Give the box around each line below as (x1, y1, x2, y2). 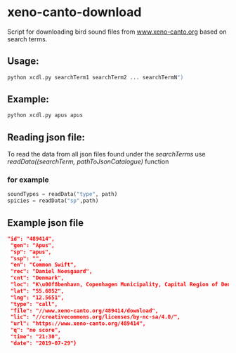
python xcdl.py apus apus (7, 112, 83, 119)
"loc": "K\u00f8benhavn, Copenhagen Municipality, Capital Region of (10, 281, 218, 288)
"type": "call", (10, 300, 58, 307)
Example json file (7, 217, 84, 229)
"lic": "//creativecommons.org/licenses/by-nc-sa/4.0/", (10, 314, 181, 321)
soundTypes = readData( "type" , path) (7, 191, 118, 198)
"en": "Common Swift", (10, 261, 77, 269)
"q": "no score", (10, 327, 61, 334)
